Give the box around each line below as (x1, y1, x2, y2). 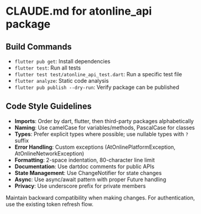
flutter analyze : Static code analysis (14, 77, 109, 84)
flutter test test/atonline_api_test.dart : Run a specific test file (14, 71, 183, 77)
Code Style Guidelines (5, 101, 92, 112)
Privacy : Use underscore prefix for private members (14, 182, 146, 190)
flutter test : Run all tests (14, 64, 81, 71)
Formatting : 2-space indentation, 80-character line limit (14, 156, 155, 163)
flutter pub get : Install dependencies (14, 58, 111, 65)
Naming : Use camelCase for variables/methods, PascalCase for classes (14, 124, 195, 131)
